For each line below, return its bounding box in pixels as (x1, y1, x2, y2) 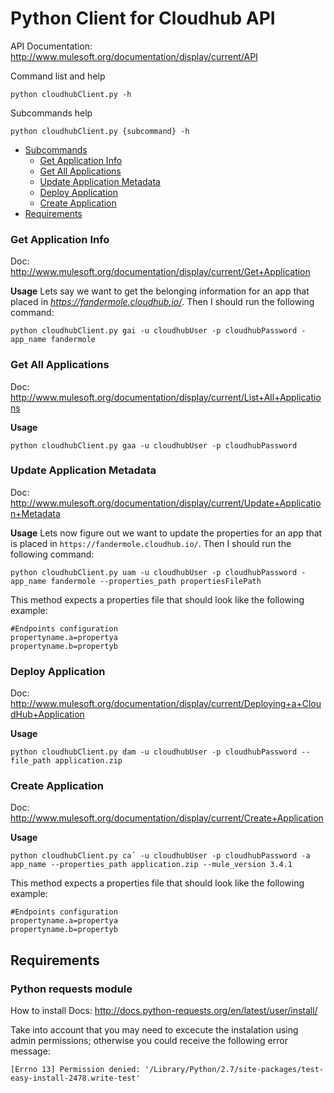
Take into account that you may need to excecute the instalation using (10, 1024, 299, 1036)
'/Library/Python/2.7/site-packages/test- (144, 1065, 325, 1075)
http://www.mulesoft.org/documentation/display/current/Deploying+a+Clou (10, 698, 322, 710)
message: (10, 1045, 51, 1057)
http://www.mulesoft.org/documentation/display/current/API (10, 50, 258, 62)
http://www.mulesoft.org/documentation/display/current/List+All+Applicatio (10, 391, 322, 403)
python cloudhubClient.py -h (10, 89, 132, 99)
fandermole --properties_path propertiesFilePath (50, 576, 262, 586)
